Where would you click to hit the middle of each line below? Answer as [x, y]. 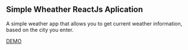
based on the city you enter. [40, 30]
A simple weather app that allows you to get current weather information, [94, 23]
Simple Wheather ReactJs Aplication [75, 10]
